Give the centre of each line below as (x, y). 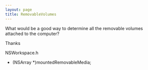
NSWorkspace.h (22, 53)
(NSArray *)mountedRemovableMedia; (52, 62)
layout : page (19, 10)
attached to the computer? (32, 34)
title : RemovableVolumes (31, 14)
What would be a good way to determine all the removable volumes (74, 28)
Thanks (13, 43)
